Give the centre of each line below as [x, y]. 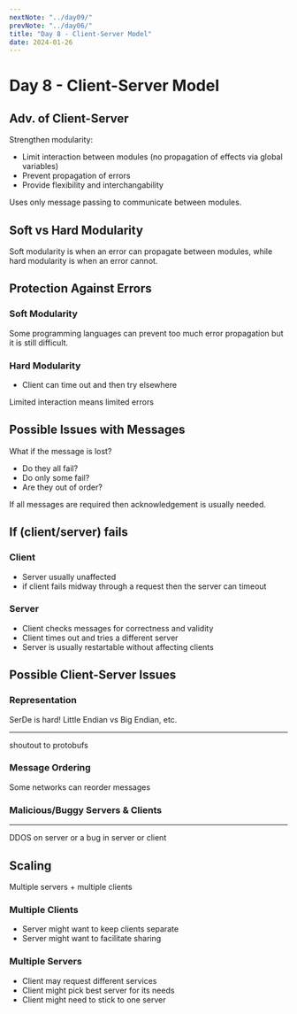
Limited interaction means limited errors [82, 402]
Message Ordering [50, 768]
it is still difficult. [39, 343]
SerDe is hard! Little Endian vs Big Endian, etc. [93, 719]
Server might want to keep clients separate [100, 929]
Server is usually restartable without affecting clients [118, 646]
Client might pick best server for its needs [98, 990]
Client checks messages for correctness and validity [118, 628]
